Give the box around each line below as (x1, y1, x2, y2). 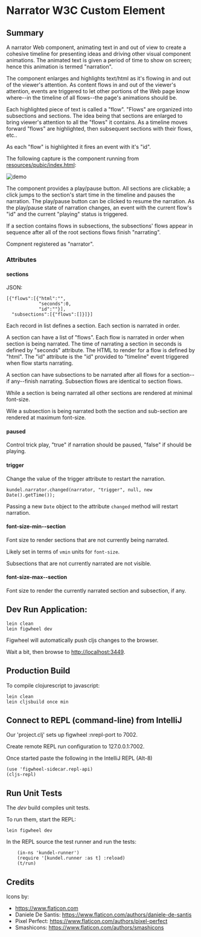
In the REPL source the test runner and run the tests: (6, 838, 137, 846)
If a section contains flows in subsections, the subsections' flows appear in (6, 222, 193, 229)
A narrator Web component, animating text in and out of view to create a (6, 44, 187, 51)
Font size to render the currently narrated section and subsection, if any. (6, 587, 187, 594)
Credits (6, 877, 35, 887)
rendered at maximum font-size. (6, 414, 86, 421)
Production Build (6, 666, 71, 676)
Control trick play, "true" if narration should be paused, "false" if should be (6, 441, 192, 448)
